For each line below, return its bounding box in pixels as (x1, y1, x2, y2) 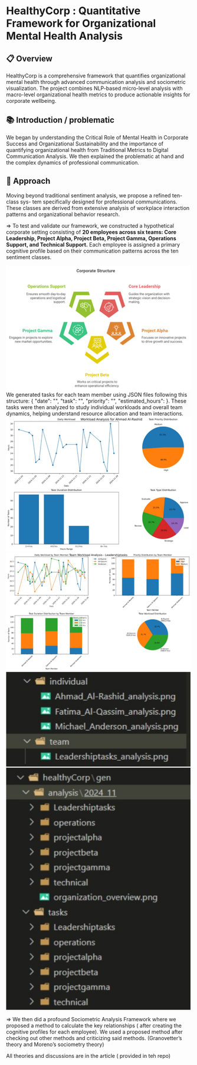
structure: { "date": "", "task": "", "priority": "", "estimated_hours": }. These (6, 397, 187, 404)
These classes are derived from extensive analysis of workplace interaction (6, 204, 190, 211)
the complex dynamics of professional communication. (6, 158, 140, 166)
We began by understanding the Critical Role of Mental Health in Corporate (6, 134, 189, 141)
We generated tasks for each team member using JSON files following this (6, 391, 188, 398)
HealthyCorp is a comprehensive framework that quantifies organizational (6, 72, 186, 79)
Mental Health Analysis (6, 30, 123, 43)
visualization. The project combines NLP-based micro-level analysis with (6, 85, 183, 92)
